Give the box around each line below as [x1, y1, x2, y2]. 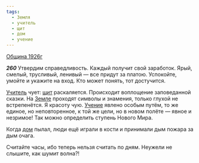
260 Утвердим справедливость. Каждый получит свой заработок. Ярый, [6, 64, 192, 72]
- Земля [11, 14, 31, 20]
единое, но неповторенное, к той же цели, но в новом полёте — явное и [6, 108, 192, 115]
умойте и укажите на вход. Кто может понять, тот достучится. [6, 77, 166, 84]
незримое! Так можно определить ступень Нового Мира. [6, 114, 154, 121]
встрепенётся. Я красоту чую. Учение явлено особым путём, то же [6, 102, 179, 108]
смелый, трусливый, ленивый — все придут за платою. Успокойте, [6, 71, 177, 78]
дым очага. [6, 132, 35, 139]
